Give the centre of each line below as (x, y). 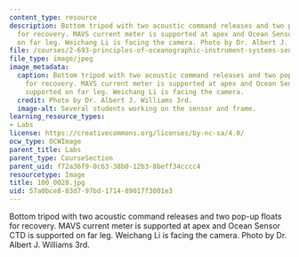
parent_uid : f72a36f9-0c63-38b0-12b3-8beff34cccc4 (105, 166)
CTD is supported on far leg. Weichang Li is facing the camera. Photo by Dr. (148, 235)
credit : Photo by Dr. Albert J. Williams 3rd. (105, 100)
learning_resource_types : (57, 116)
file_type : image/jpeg (51, 59)
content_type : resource (53, 17)
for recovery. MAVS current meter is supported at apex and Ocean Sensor (145, 226)
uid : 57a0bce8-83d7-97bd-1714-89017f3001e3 (91, 191)
